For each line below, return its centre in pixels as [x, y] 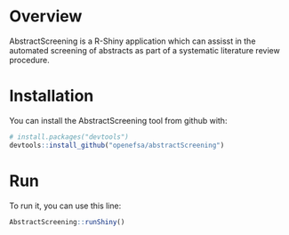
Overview [46, 16]
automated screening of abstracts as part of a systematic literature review [144, 50]
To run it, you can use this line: [65, 206]
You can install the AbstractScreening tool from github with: [118, 120]
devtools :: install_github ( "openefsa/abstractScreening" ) [117, 145]
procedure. [30, 60]
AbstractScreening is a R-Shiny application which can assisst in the [132, 41]
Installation [52, 96]
